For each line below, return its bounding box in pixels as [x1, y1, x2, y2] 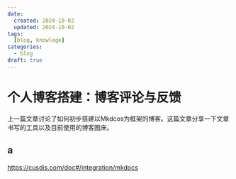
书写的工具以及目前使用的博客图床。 [7, 123, 113, 131]
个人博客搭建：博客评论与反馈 [7, 89, 182, 105]
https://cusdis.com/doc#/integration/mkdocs [7, 163, 138, 171]
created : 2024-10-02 [13, 17, 74, 24]
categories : [7, 43, 43, 50]
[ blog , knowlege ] [13, 37, 65, 44]
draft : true [7, 57, 43, 64]
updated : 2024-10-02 [13, 23, 74, 31]
